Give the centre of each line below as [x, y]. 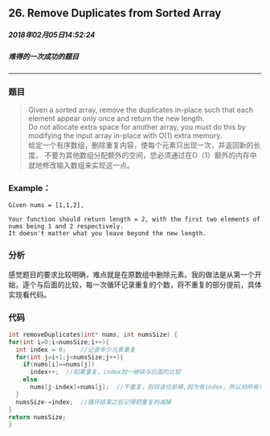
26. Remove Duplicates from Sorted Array [115, 13]
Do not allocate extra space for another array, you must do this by [137, 127]
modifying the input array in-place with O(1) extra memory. [125, 135]
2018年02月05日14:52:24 [52, 35]
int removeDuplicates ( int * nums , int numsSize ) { [93, 334]
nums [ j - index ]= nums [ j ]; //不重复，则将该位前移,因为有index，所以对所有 [144, 387]
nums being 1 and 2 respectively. [66, 226]
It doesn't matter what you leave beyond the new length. [107, 234]
